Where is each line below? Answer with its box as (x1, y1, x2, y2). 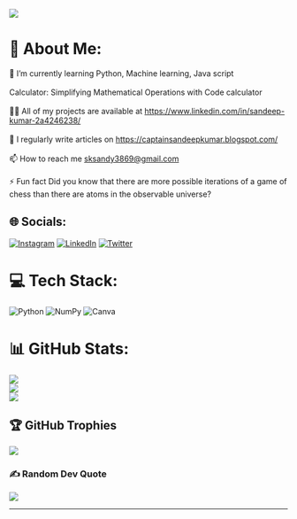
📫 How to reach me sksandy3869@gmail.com (9, 153, 179, 164)
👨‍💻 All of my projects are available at (9, 105, 143, 116)
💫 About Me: (9, 39, 103, 59)
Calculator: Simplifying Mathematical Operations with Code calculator (9, 87, 263, 97)
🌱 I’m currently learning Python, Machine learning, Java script (9, 67, 234, 79)
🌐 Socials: (9, 214, 67, 229)
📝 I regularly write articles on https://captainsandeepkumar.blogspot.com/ (9, 134, 278, 144)
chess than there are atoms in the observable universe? (9, 189, 212, 199)
